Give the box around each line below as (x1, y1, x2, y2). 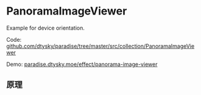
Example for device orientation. (6, 24, 85, 31)
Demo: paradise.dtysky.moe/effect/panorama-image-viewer (6, 61, 158, 68)
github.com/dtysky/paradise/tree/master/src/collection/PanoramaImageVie (6, 42, 195, 50)
